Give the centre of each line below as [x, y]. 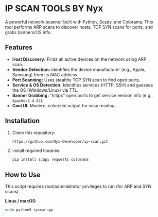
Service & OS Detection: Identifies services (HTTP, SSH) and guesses [82, 85]
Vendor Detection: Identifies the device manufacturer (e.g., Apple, [79, 69]
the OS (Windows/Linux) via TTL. [45, 90]
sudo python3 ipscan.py [29, 210]
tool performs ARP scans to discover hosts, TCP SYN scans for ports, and [79, 27]
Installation [22, 121]
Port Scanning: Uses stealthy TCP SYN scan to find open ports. [76, 80]
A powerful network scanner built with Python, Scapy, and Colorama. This [79, 22]
